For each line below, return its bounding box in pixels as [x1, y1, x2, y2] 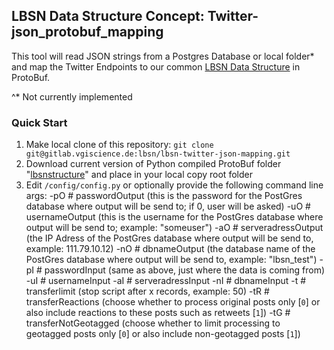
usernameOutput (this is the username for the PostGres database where [25, 211, 324, 223]
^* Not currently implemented [11, 90, 133, 103]
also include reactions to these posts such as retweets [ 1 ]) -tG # [25, 307, 291, 319]
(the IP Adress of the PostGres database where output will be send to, [25, 232, 314, 244]
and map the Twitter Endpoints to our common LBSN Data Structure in [11, 60, 301, 73]
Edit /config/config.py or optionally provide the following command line [25, 179, 324, 191]
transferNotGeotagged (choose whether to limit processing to [25, 317, 281, 329]
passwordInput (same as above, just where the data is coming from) [44, 264, 326, 276]
